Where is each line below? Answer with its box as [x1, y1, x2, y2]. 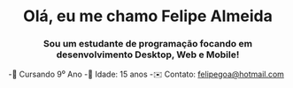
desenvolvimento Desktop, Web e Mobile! [56, 48, 240, 61]
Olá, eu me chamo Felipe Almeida [22, 6, 274, 26]
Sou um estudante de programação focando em [42, 38, 253, 50]
